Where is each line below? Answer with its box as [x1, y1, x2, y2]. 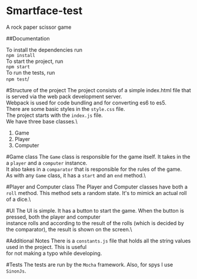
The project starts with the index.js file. [6, 112, 103, 119]
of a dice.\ [6, 196, 31, 203]
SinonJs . [6, 267, 26, 274]
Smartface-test [6, 4, 83, 18]
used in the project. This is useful [6, 243, 87, 250]
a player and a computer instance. [6, 159, 88, 166]
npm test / [6, 75, 29, 82]
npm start [6, 63, 31, 70]
